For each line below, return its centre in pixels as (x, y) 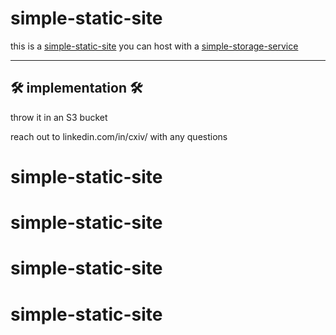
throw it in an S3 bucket (59, 117)
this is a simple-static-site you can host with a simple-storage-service (154, 46)
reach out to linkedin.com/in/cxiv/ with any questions (119, 136)
